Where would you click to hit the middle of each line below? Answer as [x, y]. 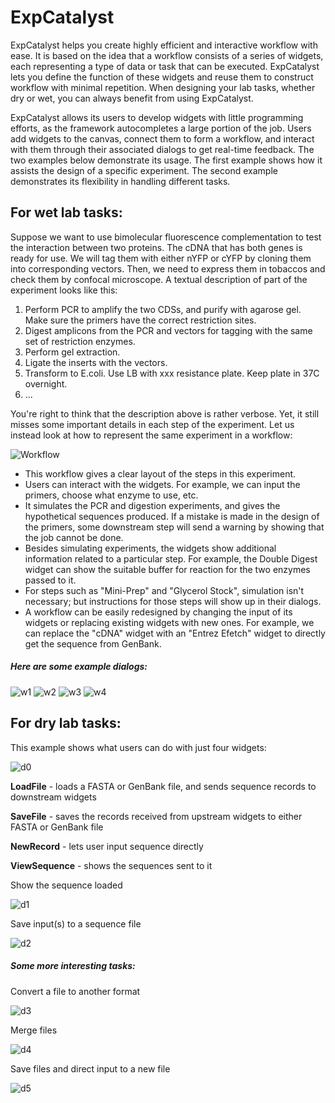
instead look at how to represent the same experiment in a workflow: [151, 435]
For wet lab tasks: [66, 212]
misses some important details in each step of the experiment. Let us [152, 424]
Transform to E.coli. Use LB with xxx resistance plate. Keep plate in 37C [172, 373]
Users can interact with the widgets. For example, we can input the [162, 484]
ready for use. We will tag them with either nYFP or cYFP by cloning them [161, 258]
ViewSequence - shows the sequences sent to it [111, 865]
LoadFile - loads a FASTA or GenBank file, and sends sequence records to [163, 786]
